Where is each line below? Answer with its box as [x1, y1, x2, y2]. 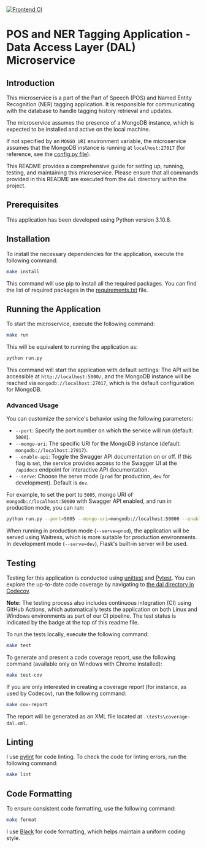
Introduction [6, 77, 55, 88]
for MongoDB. [6, 386, 42, 393]
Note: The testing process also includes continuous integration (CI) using [6, 599, 192, 607]
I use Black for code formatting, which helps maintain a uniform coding [6, 828, 185, 835]
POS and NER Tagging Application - [6, 28, 191, 41]
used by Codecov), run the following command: [6, 690, 127, 697]
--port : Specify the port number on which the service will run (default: [15, 427, 194, 434]
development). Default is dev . [15, 479, 89, 486]
